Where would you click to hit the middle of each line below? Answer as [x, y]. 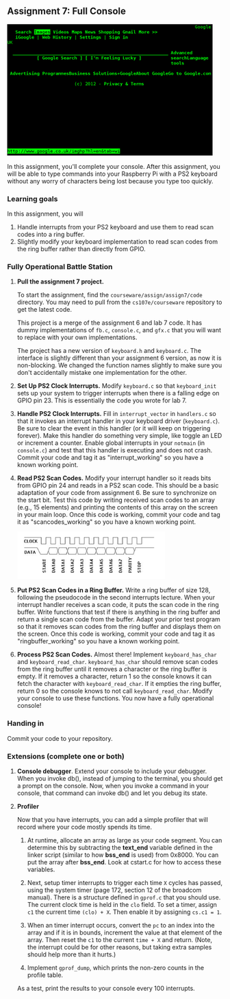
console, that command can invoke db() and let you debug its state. [112, 793]
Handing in [26, 724]
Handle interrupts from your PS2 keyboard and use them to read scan [115, 227]
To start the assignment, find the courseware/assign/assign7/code [110, 295]
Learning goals [33, 198]
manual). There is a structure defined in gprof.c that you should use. [124, 897]
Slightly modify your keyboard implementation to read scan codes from [117, 242]
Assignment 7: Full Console [67, 11]
